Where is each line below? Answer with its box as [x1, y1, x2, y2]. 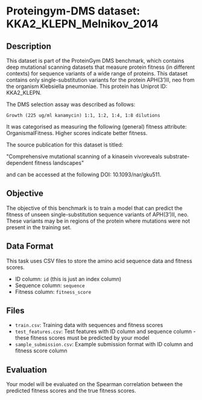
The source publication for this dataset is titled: [6, 141, 124, 148]
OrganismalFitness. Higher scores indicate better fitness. [6, 130, 148, 136]
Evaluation [6, 364, 47, 375]
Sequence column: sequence [14, 282, 86, 289]
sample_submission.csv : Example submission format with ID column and [14, 341, 194, 348]
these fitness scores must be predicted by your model [14, 334, 150, 341]
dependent [6, 159, 34, 167]
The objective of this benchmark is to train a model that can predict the [6, 204, 183, 212]
